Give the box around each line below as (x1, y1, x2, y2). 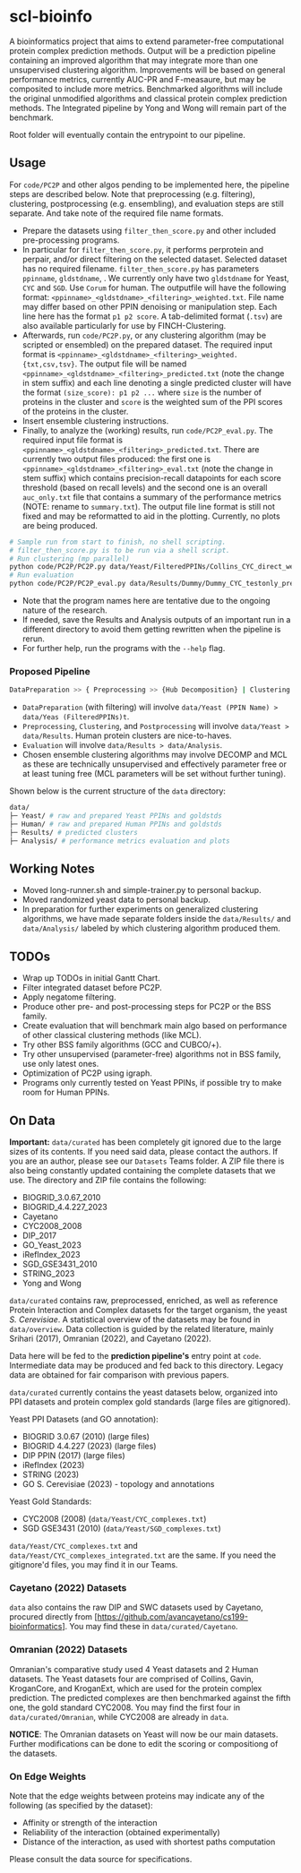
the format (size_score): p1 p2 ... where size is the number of (21, 387, 262, 398)
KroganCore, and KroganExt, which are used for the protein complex (9, 1682, 262, 1694)
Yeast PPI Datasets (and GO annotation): (9, 1413, 159, 1424)
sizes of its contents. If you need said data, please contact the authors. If (9, 1146, 279, 1156)
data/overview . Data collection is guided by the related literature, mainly (9, 1323, 274, 1334)
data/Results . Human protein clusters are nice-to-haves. (21, 730, 232, 741)
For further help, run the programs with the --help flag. (21, 643, 226, 653)
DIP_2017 (21, 1230, 56, 1241)
